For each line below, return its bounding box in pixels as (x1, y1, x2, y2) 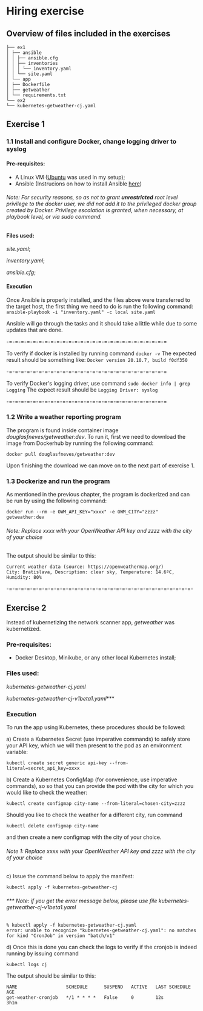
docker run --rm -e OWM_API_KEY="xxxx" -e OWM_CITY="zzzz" (6, 509, 159, 515)
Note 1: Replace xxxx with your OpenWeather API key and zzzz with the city (6, 847, 196, 855)
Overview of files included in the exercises (6, 28, 171, 39)
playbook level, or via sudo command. (6, 213, 102, 221)
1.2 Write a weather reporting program (6, 413, 121, 421)
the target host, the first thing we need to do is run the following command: (6, 302, 194, 310)
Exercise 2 (6, 602, 47, 613)
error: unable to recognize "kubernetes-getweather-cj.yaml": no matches (6, 927, 197, 934)
